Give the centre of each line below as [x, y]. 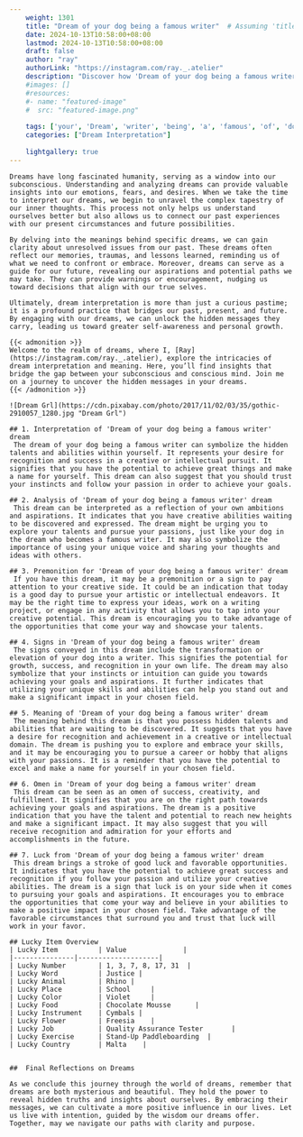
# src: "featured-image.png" [83, 110]
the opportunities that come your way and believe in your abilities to [149, 903]
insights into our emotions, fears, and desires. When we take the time [149, 192]
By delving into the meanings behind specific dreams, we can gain [139, 240]
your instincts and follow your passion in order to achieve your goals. [151, 484]
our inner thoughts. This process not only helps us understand [133, 208]
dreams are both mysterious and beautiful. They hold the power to [139, 1092]
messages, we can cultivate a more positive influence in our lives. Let [151, 1107]
